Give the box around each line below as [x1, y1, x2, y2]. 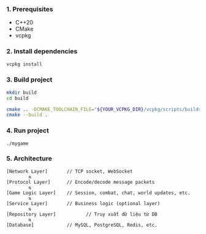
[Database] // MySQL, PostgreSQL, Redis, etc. [6, 222, 158, 228]
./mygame [6, 140, 29, 146]
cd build [6, 95, 29, 101]
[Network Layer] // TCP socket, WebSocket [6, 168, 133, 175]
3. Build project [6, 75, 53, 84]
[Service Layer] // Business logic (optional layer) [6, 200, 161, 206]
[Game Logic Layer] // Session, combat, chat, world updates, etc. [6, 189, 191, 196]
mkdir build [6, 89, 37, 96]
